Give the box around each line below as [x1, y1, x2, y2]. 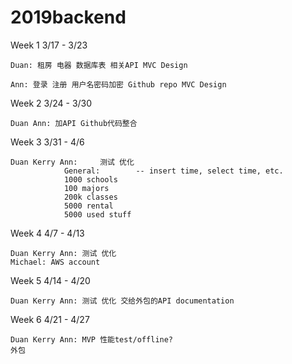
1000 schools [63, 174, 118, 185]
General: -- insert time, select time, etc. [63, 166, 284, 176]
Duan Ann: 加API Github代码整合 [10, 118, 138, 128]
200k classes [63, 192, 118, 202]
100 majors [63, 183, 110, 193]
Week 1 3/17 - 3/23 [10, 39, 88, 51]
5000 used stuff [63, 209, 132, 220]
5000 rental [63, 201, 114, 211]
